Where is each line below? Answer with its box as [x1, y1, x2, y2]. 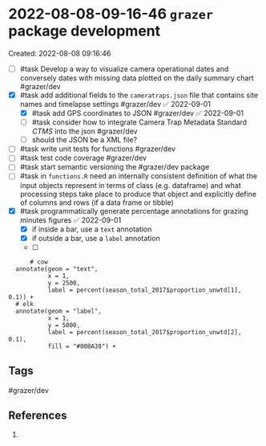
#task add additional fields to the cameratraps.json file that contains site [19, 90, 259, 100]
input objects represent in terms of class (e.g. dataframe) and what [19, 180, 242, 190]
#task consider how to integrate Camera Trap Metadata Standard [31, 117, 247, 127]
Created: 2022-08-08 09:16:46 [8, 48, 111, 58]
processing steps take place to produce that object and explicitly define [19, 189, 257, 198]
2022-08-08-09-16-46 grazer [8, 5, 214, 23]
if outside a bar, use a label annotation [31, 233, 160, 243]
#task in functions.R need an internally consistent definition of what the [19, 171, 258, 181]
